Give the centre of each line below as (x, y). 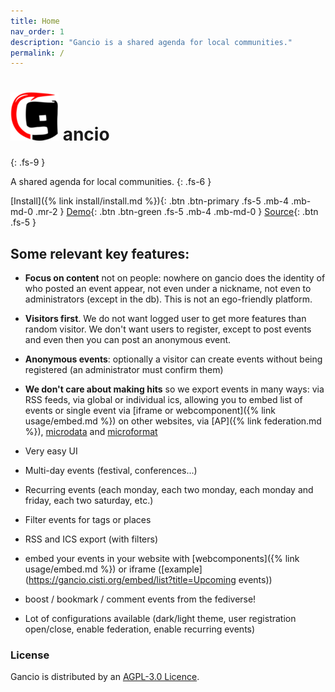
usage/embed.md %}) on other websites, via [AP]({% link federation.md (173, 421)
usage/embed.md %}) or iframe (90, 569)
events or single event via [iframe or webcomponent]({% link (150, 410)
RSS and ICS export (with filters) (91, 539)
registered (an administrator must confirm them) (124, 369)
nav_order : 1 (37, 31)
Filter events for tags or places (88, 519)
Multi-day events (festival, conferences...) (111, 470)
